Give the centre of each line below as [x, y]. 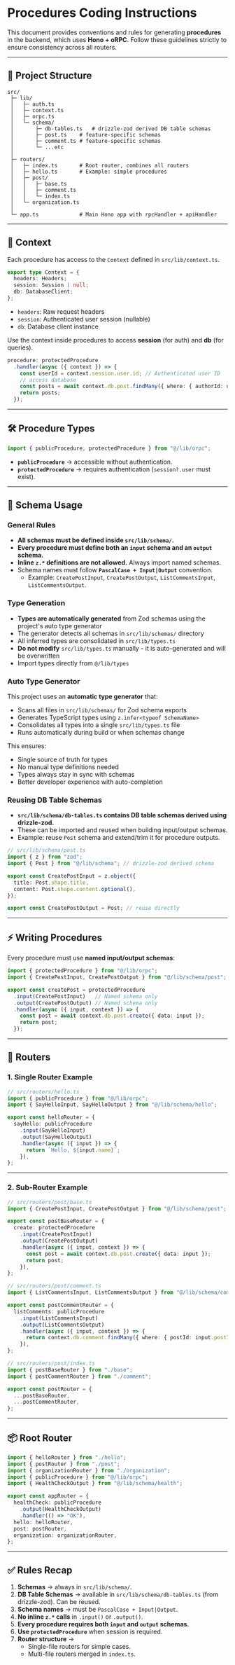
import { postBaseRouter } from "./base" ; [70, 1370]
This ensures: [27, 746]
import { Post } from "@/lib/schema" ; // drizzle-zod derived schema [111, 864]
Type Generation [36, 603]
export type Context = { [43, 272]
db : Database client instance [58, 326]
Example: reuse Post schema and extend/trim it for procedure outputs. [119, 838]
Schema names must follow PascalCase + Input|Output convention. [115, 570]
